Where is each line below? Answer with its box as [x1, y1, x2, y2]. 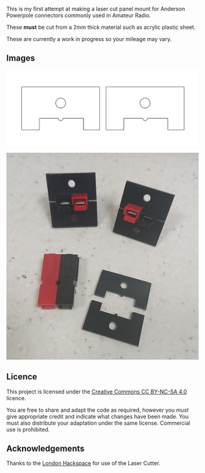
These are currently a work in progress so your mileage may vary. [6, 35, 172, 42]
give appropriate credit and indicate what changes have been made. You [6, 412, 189, 420]
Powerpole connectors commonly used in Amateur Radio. [6, 12, 151, 19]
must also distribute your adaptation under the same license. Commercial [6, 419, 190, 426]
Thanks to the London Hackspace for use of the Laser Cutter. [6, 460, 160, 467]
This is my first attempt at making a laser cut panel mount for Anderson [6, 6, 185, 12]
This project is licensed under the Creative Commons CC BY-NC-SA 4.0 [6, 388, 187, 395]
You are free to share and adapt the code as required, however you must [6, 406, 189, 414]
